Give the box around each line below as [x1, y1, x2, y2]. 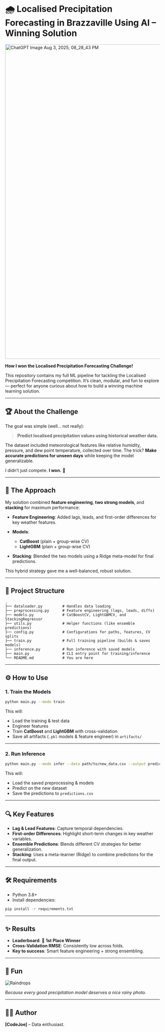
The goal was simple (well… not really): [5, 423, 84, 429]
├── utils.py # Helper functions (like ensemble [5, 621, 135, 626]
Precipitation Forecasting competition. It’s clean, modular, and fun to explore [5, 378, 160, 383]
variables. [12, 836, 32, 842]
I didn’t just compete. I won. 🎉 [5, 467, 66, 473]
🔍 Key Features [5, 810, 54, 818]
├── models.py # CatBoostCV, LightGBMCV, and [5, 613, 126, 618]
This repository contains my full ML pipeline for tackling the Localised [5, 372, 146, 378]
